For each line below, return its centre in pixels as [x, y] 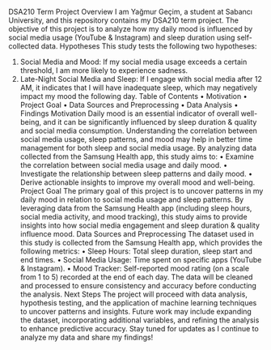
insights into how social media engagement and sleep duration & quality [140, 225]
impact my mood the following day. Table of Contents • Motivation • [134, 96]
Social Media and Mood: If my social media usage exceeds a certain [133, 62]
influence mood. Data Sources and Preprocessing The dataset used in [137, 234]
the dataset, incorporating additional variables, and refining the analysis [140, 320]
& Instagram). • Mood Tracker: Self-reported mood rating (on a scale [134, 268]
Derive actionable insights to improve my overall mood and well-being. [138, 182]
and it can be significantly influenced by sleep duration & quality [150, 122]
